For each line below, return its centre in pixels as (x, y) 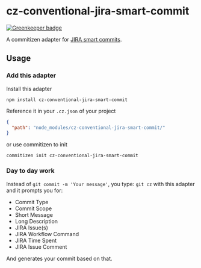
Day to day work (30, 171)
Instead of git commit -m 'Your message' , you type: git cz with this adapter (100, 184)
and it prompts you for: (35, 190)
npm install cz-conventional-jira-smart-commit (67, 100)
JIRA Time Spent (36, 240)
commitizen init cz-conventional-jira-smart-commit (72, 156)
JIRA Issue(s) (31, 228)
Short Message (34, 214)
